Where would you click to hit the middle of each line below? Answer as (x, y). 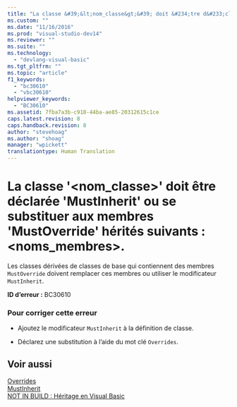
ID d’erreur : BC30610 (39, 294)
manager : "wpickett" (38, 145)
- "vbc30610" (33, 92)
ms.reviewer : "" (31, 40)
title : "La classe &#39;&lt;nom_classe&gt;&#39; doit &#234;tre (104, 14)
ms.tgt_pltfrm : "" (34, 66)
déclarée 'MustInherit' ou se (92, 201)
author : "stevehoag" (38, 132)
